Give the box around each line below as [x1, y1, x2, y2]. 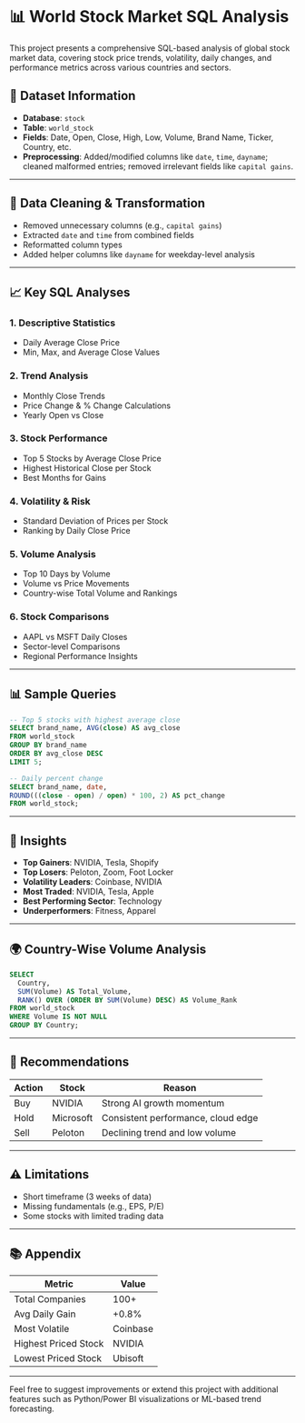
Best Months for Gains [22, 472, 107, 483]
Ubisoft [113, 1352, 144, 1365]
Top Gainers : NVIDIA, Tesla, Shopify [22, 857, 159, 868]
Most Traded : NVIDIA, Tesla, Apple [22, 887, 154, 897]
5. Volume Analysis [9, 548, 97, 561]
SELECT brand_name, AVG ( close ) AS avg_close [9, 724, 181, 733]
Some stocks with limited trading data [22, 1210, 164, 1221]
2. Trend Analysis [9, 369, 89, 382]
